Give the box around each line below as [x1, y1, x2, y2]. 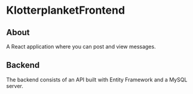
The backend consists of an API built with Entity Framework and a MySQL [6, 76, 188, 83]
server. [6, 82, 24, 89]
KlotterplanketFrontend [6, 4, 125, 17]
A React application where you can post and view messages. [6, 43, 157, 50]
